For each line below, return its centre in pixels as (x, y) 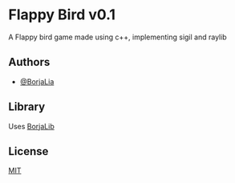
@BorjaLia (37, 81)
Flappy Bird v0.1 (62, 15)
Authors (29, 62)
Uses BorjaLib (31, 126)
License (28, 151)
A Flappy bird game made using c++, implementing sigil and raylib (118, 37)
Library (27, 107)
